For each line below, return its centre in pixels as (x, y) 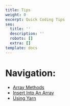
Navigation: (31, 73)
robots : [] (21, 39)
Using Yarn (24, 98)
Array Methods (28, 87)
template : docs (21, 48)
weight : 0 (16, 15)
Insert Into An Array (33, 93)
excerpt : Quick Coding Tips (35, 19)
